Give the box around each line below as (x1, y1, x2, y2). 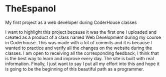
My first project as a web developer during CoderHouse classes (5, 19, 137, 25)
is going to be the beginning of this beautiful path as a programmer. (5, 66, 144, 72)
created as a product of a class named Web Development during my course (5, 34, 161, 40)
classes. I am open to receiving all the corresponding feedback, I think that (5, 50, 159, 56)
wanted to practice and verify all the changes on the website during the (5, 45, 152, 51)
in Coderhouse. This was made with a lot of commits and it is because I (5, 39, 152, 45)
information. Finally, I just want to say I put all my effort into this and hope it (5, 61, 160, 67)
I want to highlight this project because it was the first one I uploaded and (5, 29, 156, 35)
